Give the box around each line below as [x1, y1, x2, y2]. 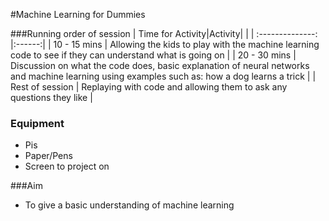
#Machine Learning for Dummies [10, 9, 146, 20]
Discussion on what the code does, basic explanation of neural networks [10, 60, 310, 71]
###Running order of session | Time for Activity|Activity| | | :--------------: [10, 28, 318, 39]
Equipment [10, 116, 65, 130]
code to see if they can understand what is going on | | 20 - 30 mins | [10, 49, 297, 61]
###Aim [10, 180, 43, 192]
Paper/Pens [24, 150, 73, 162]
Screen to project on [24, 160, 110, 173]
